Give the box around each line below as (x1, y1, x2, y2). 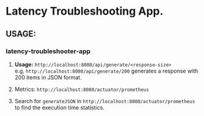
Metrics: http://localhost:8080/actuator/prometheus (14, 85, 149, 93)
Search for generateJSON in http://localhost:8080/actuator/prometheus (14, 97, 195, 104)
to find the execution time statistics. (14, 104, 105, 111)
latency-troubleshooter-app (5, 47, 91, 56)
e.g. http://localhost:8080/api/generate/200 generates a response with (14, 67, 199, 74)
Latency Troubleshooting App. (5, 4, 164, 18)
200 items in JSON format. (14, 73, 82, 81)
